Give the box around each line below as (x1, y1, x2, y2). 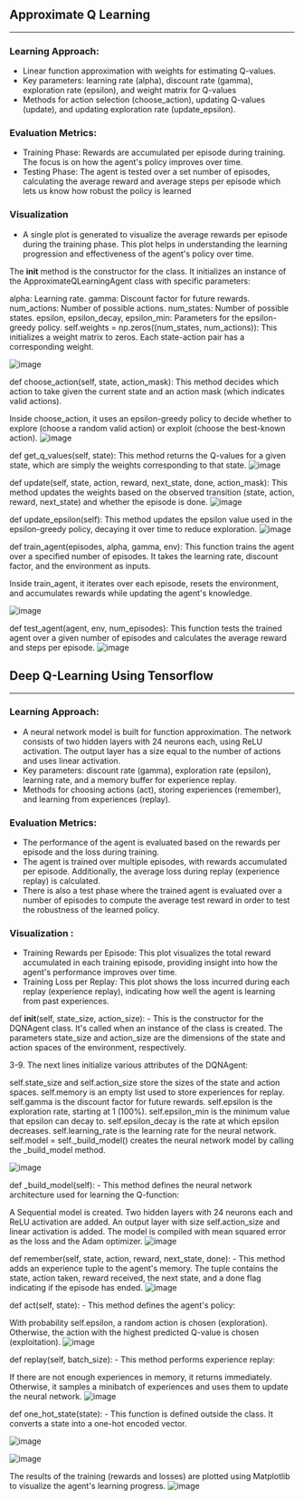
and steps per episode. (9, 642, 96, 653)
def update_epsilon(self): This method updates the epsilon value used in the (9, 514, 293, 525)
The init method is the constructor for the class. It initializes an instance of (9, 266, 287, 276)
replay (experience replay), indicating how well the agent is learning (22, 986, 276, 997)
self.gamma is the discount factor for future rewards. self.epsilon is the (9, 1097, 273, 1108)
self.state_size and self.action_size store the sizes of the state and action (9, 1078, 280, 1089)
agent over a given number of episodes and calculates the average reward (9, 632, 288, 643)
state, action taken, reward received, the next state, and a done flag (9, 1273, 261, 1283)
